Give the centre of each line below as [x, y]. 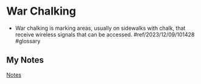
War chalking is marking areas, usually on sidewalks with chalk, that [100, 28]
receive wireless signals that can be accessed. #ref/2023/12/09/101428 [105, 34]
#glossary [28, 41]
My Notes [25, 60]
